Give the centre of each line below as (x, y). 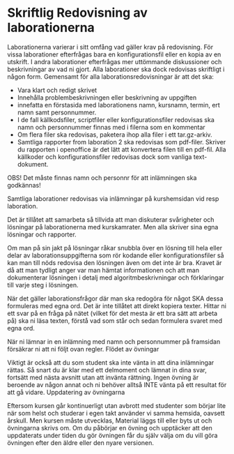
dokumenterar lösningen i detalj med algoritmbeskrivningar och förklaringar (116, 278)
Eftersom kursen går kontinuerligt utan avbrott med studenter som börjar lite (117, 405)
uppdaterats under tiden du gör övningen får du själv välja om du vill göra (112, 435)
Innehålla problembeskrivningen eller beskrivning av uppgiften (107, 97)
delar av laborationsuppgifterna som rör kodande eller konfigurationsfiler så (116, 255)
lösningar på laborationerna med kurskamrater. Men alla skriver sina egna (113, 227)
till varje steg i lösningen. (43, 285)
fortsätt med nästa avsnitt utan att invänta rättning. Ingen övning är (103, 377)
